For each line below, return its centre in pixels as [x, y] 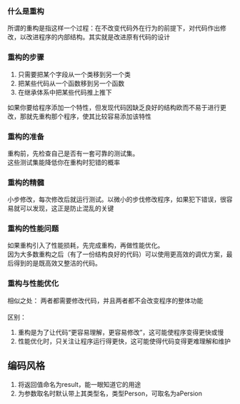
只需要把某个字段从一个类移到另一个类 [74, 74]
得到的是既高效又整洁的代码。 [57, 263]
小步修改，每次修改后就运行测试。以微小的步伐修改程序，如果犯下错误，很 [117, 200]
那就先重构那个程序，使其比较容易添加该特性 [85, 116]
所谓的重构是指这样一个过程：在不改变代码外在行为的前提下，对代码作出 [114, 28]
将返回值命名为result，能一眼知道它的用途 [79, 384]
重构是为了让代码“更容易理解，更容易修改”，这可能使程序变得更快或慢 [121, 332]
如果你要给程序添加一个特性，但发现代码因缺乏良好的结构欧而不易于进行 [114, 107]
